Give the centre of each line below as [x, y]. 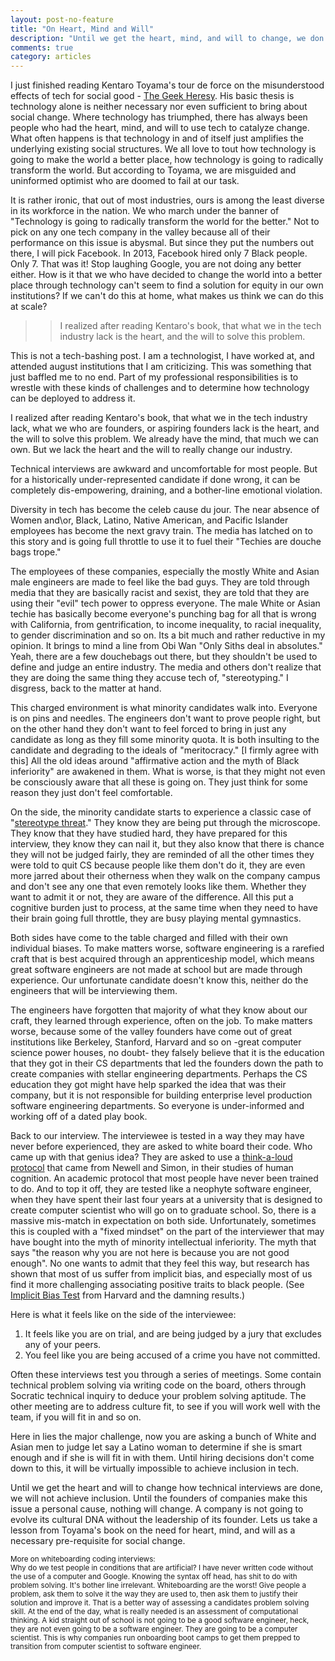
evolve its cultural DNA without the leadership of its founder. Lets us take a [164, 1520]
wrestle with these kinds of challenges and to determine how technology [160, 388]
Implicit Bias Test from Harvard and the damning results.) [128, 1295]
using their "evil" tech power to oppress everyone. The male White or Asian [165, 603]
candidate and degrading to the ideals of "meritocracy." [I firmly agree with [165, 750]
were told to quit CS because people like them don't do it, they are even [158, 865]
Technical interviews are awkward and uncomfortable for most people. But [164, 469]
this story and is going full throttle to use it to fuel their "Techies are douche [166, 542]
